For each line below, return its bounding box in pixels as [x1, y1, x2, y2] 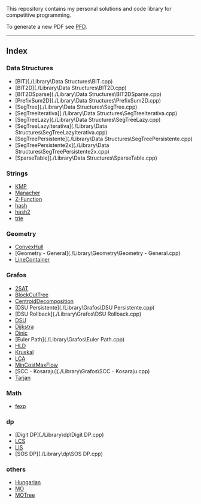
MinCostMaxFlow [14, 361, 59, 368]
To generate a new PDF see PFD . [6, 23, 88, 30]
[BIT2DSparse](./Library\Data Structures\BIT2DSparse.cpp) [14, 90, 162, 98]
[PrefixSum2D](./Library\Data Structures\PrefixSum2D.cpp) [14, 97, 162, 104]
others [6, 465, 26, 473]
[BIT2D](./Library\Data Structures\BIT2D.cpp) [14, 84, 127, 91]
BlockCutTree [14, 291, 49, 298]
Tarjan [14, 374, 31, 381]
